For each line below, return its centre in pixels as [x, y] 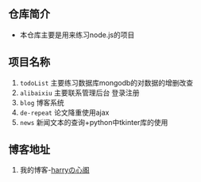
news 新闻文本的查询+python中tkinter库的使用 [94, 122]
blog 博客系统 [42, 102]
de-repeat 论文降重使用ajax [64, 112]
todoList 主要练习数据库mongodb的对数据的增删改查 [106, 82]
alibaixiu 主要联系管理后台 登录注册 [80, 93]
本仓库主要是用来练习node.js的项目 [77, 35]
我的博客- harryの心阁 [54, 170]
